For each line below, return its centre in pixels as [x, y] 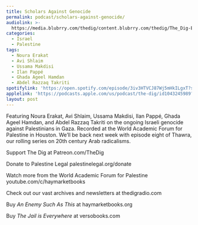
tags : [13, 50]
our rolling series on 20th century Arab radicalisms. [68, 141]
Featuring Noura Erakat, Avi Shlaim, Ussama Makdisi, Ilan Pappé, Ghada [93, 116]
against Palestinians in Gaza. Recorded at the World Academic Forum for [94, 128]
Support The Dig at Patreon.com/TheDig [55, 152]
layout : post [22, 99]
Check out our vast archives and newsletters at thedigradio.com [84, 193]
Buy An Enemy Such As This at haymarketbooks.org [69, 204]
